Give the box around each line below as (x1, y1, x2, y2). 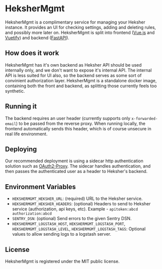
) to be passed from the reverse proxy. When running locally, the (16, 121, 145, 126)
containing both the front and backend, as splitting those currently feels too (5, 83, 157, 89)
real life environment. (5, 131, 48, 137)
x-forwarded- (131, 116, 158, 121)
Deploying (5, 145, 37, 153)
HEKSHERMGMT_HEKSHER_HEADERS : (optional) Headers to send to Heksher (12, 201, 151, 207)
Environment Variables (5, 182, 76, 191)
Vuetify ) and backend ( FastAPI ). (5, 35, 70, 41)
